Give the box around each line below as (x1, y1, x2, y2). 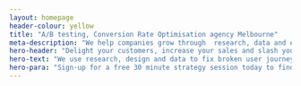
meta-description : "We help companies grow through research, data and (9, 38, 287, 47)
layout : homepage (9, 13, 74, 22)
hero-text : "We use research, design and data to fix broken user (9, 55, 262, 64)
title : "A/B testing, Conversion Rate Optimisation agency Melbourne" (9, 30, 279, 39)
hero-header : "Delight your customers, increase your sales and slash (9, 47, 279, 56)
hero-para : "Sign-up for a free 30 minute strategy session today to (9, 64, 275, 73)
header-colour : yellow (9, 21, 94, 30)
